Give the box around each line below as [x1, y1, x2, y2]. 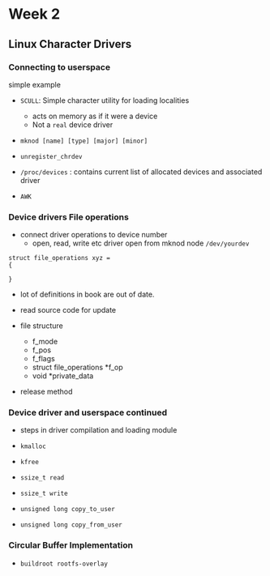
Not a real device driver [32, 119, 114, 130]
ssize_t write [19, 489, 68, 498]
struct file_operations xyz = [8, 254, 111, 262]
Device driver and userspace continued [8, 407, 168, 418]
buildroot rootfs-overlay [19, 560, 108, 568]
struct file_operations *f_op [32, 362, 123, 373]
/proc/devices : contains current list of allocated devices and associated [19, 167, 263, 177]
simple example [8, 79, 61, 89]
